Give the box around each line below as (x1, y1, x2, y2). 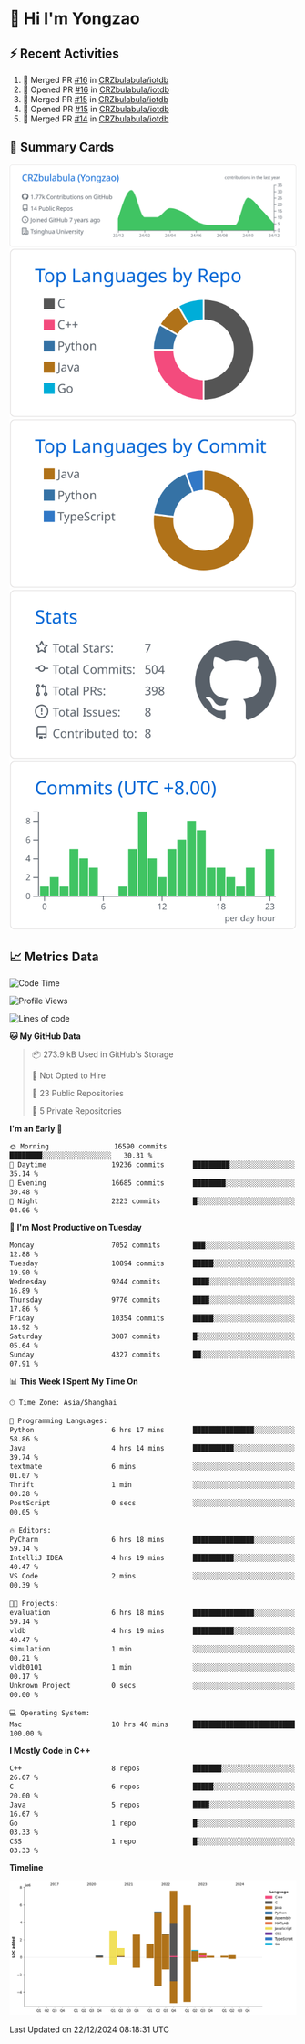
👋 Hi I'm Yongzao (9, 8, 140, 29)
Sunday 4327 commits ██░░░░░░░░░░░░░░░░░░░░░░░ (9, 1350, 296, 1359)
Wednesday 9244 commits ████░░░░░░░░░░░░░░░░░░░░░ (9, 1277, 296, 1286)
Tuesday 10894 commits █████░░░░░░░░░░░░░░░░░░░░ (9, 1259, 296, 1268)
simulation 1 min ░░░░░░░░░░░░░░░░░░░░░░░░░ (9, 1645, 296, 1654)
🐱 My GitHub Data (9, 1031, 82, 1042)
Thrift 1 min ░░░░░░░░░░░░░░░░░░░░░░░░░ (9, 1481, 296, 1490)
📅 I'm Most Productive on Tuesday (9, 1222, 143, 1233)
